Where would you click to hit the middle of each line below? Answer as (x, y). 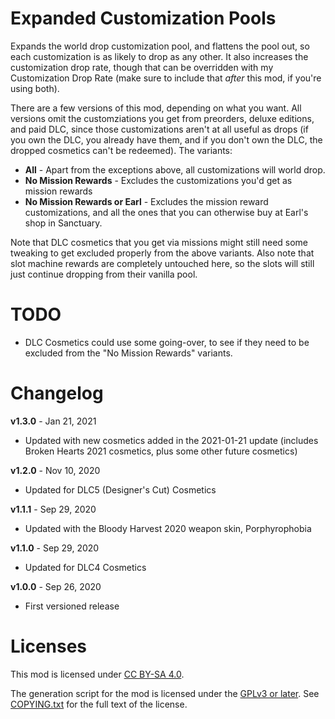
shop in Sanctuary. (63, 223)
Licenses (49, 646)
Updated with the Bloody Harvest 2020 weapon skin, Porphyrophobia (168, 528)
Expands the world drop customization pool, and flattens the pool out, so (160, 46)
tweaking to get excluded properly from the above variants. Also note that (162, 253)
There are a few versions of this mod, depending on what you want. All (156, 108)
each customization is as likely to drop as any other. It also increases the (159, 56)
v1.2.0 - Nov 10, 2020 (55, 470)
